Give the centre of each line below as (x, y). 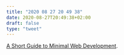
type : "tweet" (24, 29)
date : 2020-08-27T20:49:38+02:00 (49, 18)
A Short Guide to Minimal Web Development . (62, 46)
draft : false (23, 23)
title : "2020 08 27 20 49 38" (45, 12)
